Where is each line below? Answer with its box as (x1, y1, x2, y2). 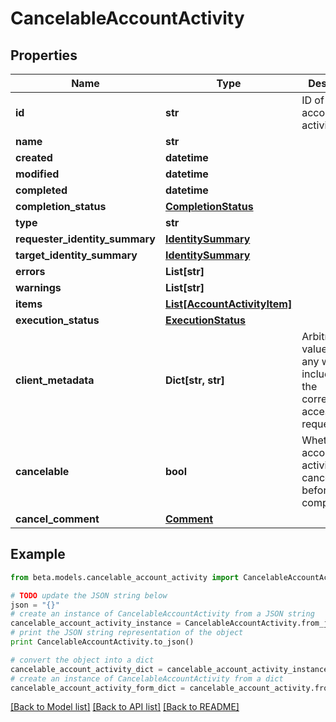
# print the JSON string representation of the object (10, 628, 244, 638)
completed (15, 183, 68, 197)
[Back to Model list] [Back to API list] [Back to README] (10, 701, 240, 713)
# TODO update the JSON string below (10, 590, 168, 601)
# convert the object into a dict (10, 655, 155, 665)
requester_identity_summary (15, 232, 156, 246)
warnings (15, 281, 62, 294)
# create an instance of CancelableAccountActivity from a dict (10, 673, 284, 684)
